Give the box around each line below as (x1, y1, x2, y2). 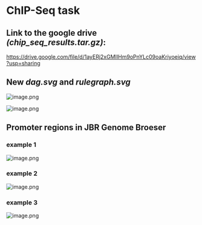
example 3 (6, 198, 38, 206)
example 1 (6, 140, 36, 149)
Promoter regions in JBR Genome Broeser (6, 122, 166, 133)
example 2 (6, 169, 37, 178)
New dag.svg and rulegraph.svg (6, 77, 131, 88)
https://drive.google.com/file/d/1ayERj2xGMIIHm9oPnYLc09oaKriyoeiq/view (6, 53, 196, 60)
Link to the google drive (6, 28, 97, 38)
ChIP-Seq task (6, 4, 80, 18)
